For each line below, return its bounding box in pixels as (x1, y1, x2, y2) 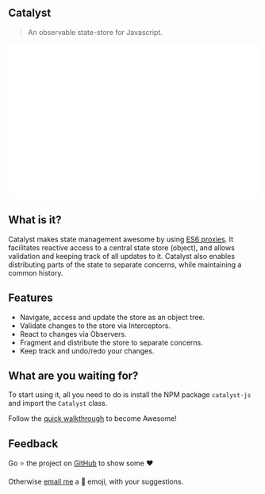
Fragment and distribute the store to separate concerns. (19, 338, 204, 347)
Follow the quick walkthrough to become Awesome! (8, 414, 177, 423)
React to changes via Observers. (19, 329, 127, 338)
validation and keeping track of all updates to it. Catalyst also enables (8, 251, 236, 261)
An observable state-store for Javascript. (27, 27, 163, 37)
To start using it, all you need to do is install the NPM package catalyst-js (8, 390, 252, 399)
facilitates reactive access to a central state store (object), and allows (8, 242, 236, 253)
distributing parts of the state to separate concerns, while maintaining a (8, 260, 242, 269)
